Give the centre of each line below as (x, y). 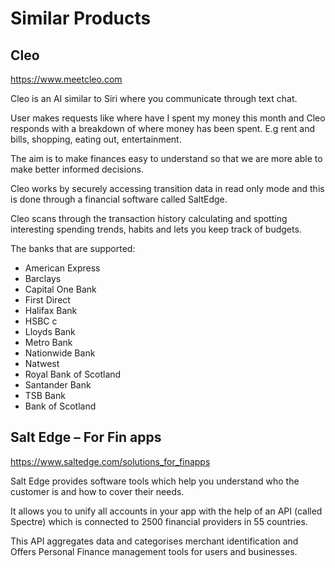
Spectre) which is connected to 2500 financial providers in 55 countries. (159, 521)
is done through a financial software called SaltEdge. (119, 199)
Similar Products (81, 18)
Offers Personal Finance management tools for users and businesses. (154, 551)
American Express (62, 268)
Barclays (43, 278)
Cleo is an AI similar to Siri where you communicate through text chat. (154, 98)
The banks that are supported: (73, 248)
